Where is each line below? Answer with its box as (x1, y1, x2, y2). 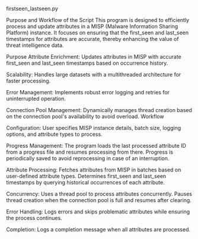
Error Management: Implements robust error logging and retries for (6, 89, 170, 95)
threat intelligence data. (6, 42, 64, 49)
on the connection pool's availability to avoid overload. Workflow (6, 113, 164, 120)
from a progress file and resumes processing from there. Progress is (6, 148, 174, 155)
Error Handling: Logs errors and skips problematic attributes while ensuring (6, 208, 190, 215)
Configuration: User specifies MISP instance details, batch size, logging (6, 125, 181, 131)
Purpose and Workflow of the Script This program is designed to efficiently (6, 17, 190, 23)
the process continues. (6, 215, 62, 221)
